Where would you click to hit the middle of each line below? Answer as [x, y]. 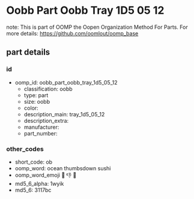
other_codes [25, 149]
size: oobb [37, 101]
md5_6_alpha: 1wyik [39, 183]
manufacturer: [41, 127]
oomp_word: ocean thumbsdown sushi [63, 168]
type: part [36, 95]
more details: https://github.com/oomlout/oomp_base [72, 33]
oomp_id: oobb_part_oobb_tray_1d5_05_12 [66, 82]
